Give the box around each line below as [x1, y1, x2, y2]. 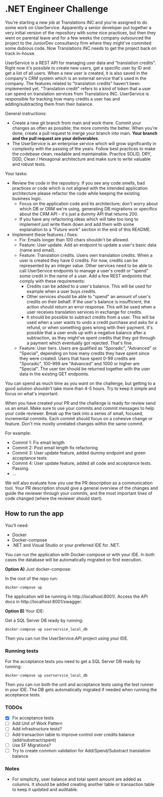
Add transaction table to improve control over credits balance [12, 731, 135, 737]
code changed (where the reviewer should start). [5, 495, 103, 501]
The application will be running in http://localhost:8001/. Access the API [5, 594, 148, 599]
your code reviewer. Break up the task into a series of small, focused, [5, 410, 144, 416]
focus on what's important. [5, 390, 59, 396]
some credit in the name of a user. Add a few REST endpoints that [19, 273, 151, 279]
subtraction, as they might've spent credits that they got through [26, 335, 156, 340]
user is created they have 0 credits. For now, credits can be [19, 257, 138, 263]
